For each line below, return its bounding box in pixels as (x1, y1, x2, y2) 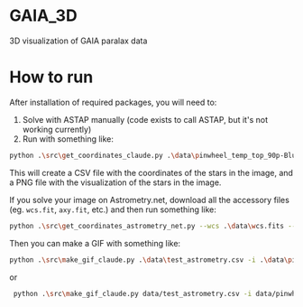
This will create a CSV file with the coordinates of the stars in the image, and (9, 167, 293, 178)
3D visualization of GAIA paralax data (9, 35, 148, 46)
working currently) (22, 124, 92, 135)
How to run (9, 67, 94, 88)
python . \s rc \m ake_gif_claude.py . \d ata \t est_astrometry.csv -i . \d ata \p (9, 255, 293, 265)
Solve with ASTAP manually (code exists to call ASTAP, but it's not (22, 114, 269, 125)
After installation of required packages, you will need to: (9, 97, 217, 107)
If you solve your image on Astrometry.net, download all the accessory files (9, 194, 290, 205)
